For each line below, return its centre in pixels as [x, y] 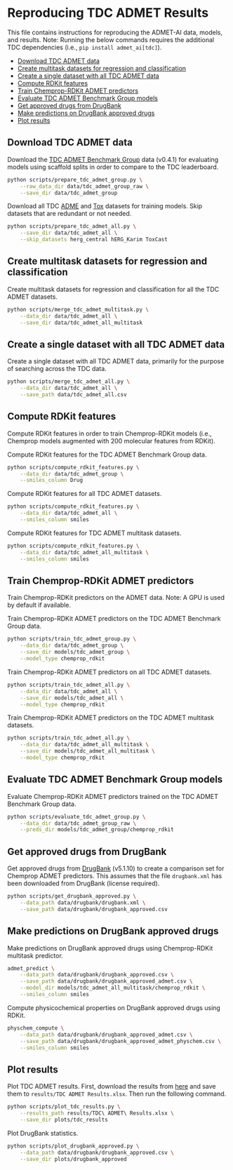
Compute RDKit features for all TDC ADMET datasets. [85, 494]
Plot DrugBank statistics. [43, 1133]
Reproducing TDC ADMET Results [108, 13]
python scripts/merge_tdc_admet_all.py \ [69, 382]
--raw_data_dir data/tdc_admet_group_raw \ [85, 186]
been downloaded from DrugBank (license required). [84, 883]
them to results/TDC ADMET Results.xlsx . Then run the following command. [117, 1094]
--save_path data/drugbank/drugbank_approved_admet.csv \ [106, 981]
